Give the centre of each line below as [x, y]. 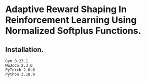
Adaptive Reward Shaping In [66, 9]
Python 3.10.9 [20, 74]
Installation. [25, 49]
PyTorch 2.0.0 [20, 70]
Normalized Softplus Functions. [73, 31]
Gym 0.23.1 [17, 61]
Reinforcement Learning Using [71, 20]
